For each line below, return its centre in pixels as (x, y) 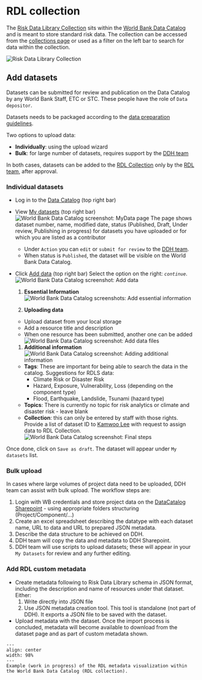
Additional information (53, 347)
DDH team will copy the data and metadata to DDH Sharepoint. (93, 540)
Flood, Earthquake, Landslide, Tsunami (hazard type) (99, 399)
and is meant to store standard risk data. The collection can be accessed (97, 34)
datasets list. (22, 455)
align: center (24, 650)
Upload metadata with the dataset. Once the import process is (92, 621)
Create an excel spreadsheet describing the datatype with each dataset (104, 521)
